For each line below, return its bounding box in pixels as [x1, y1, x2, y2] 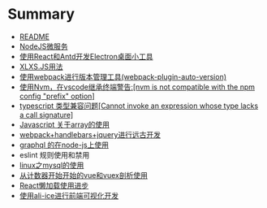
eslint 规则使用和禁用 [19, 149, 90, 159]
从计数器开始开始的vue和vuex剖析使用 [19, 170, 148, 180]
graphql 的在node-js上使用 [19, 140, 109, 149]
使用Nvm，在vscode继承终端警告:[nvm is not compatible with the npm [19, 82, 256, 92]
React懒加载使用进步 [19, 180, 89, 190]
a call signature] [19, 110, 74, 119]
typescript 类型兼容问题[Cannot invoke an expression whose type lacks [19, 101, 259, 110]
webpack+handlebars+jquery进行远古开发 [19, 129, 161, 139]
